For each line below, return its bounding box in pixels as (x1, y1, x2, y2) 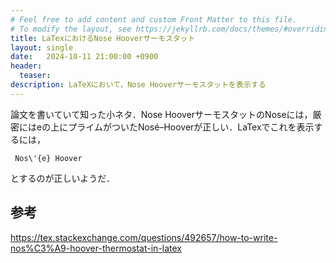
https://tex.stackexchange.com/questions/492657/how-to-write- (10, 231, 278, 243)
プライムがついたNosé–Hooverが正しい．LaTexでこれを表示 (68, 121, 315, 133)
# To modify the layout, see (10, 24, 132, 34)
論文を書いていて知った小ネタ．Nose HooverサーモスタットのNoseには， (10, 108, 313, 120)
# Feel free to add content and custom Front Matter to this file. (10, 14, 298, 25)
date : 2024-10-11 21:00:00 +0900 (10, 52, 159, 62)
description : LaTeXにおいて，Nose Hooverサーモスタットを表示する (10, 80, 267, 90)
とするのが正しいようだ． (10, 172, 115, 184)
